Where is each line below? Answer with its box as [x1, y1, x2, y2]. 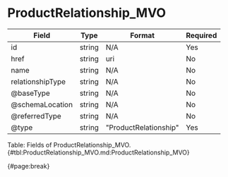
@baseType [11, 88, 51, 98]
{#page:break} [7, 161, 50, 170]
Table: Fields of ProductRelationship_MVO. [7, 140, 131, 149]
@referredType [11, 111, 61, 121]
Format [130, 30, 155, 40]
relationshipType [11, 76, 66, 86]
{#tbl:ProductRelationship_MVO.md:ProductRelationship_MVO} [7, 148, 191, 157]
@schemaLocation [11, 99, 73, 109]
